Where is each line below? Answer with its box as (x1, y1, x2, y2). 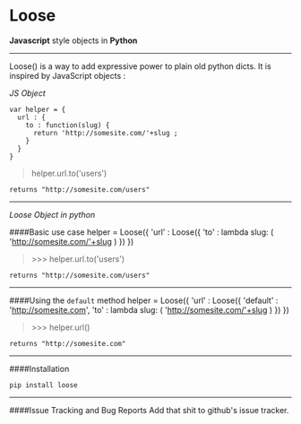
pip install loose (9, 380, 78, 390)
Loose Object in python (9, 209, 96, 220)
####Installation (9, 363, 70, 374)
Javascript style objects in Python (9, 35, 138, 46)
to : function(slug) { (25, 120, 110, 130)
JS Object (9, 87, 47, 99)
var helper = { (9, 105, 66, 114)
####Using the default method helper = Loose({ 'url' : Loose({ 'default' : (9, 295, 279, 306)
